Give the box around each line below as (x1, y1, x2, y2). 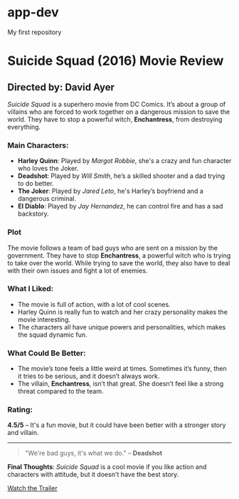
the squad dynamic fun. (17, 330, 87, 339)
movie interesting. (17, 315, 71, 324)
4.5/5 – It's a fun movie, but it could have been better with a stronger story (7, 421, 226, 429)
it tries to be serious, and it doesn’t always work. (17, 372, 160, 381)
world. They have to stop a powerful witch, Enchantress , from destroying (7, 115, 223, 123)
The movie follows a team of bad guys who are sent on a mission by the (7, 243, 218, 252)
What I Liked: (7, 284, 54, 294)
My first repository (7, 28, 62, 36)
